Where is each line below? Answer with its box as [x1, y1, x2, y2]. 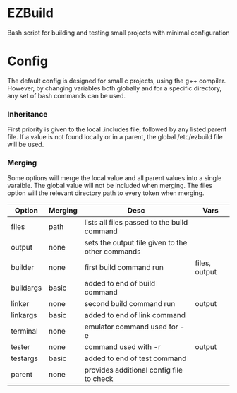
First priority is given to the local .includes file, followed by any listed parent [7, 125, 227, 134]
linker [11, 299, 30, 309]
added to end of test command [84, 353, 187, 363]
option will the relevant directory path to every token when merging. [7, 189, 205, 197]
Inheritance [7, 109, 48, 119]
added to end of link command [84, 310, 186, 320]
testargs [11, 353, 39, 363]
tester [11, 342, 30, 352]
